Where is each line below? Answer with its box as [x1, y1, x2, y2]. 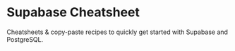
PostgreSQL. [6, 35, 44, 43]
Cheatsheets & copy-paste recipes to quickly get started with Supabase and [6, 28, 229, 36]
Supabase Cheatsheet [6, 4, 140, 21]
